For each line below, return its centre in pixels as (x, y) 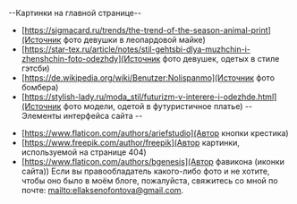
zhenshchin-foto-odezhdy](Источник (91, 59)
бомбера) (40, 87)
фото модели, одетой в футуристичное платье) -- (157, 106)
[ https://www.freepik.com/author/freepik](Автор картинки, (131, 143)
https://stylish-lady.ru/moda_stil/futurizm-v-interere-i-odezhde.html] (151, 97)
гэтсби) (35, 68)
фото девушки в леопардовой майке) (135, 40)
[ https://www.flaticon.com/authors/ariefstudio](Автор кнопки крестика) (155, 133)
